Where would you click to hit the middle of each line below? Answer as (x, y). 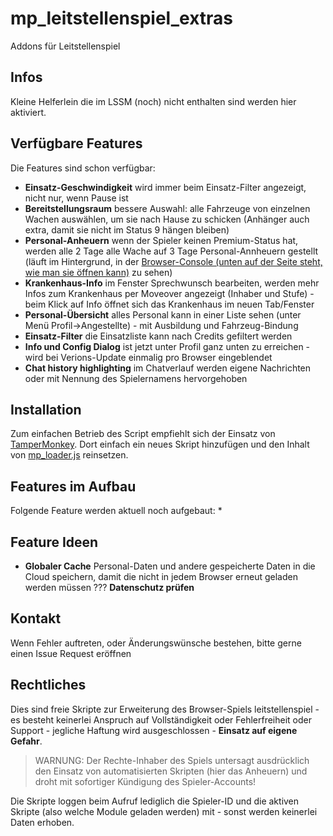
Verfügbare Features (76, 143)
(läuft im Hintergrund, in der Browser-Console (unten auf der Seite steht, (173, 261)
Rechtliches (48, 685)
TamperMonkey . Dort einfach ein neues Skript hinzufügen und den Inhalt (160, 444)
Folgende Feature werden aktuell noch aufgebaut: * (116, 511)
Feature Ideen (54, 542)
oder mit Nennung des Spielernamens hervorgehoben (136, 378)
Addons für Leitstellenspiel (65, 46)
